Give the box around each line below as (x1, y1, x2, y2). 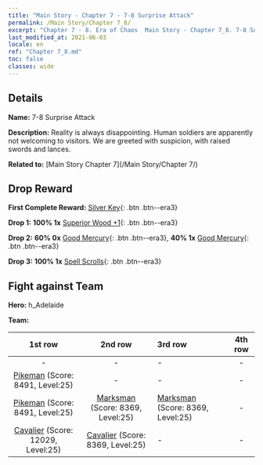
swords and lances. (8, 144, 71, 154)
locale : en (8, 41, 44, 49)
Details (8, 92, 43, 105)
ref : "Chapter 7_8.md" (8, 48, 82, 56)
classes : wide (8, 63, 55, 71)
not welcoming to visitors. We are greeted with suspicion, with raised (8, 136, 231, 145)
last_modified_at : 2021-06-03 (8, 33, 107, 42)
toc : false (8, 56, 44, 64)
